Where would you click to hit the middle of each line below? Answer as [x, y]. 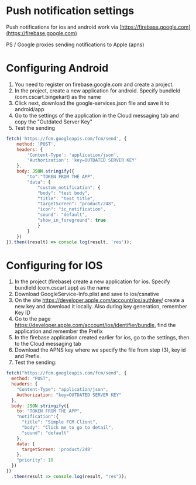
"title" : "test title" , [66, 198]
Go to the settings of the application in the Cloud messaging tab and [97, 115]
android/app [29, 109]
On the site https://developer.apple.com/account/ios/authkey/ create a [99, 300]
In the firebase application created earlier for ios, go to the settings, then [102, 338]
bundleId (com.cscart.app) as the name [62, 288]
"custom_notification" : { [69, 188]
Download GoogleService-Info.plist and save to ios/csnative [87, 294]
